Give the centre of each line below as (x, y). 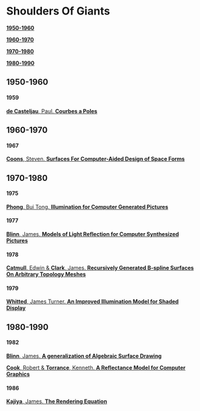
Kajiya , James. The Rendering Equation (57, 401)
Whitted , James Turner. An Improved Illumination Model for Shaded (92, 301)
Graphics (18, 374)
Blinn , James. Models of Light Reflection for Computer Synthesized (93, 234)
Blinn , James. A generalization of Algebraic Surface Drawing (84, 356)
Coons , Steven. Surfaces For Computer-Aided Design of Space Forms (95, 159)
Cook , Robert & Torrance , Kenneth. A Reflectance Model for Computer (96, 367)
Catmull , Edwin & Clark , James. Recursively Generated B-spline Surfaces (100, 268)
